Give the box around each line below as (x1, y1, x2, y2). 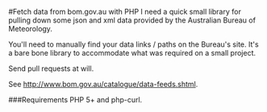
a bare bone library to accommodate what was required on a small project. (8, 48, 257, 57)
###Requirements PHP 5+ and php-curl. (8, 95, 143, 104)
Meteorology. (8, 24, 52, 33)
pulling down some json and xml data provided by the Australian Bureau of (8, 15, 257, 25)
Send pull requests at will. (8, 64, 94, 73)
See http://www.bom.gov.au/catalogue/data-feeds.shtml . (8, 80, 198, 89)
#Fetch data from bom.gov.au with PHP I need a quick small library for (8, 7, 242, 16)
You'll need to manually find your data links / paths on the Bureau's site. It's (8, 39, 260, 49)
